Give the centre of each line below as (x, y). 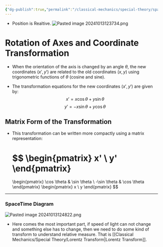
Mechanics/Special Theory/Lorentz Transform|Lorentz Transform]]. (79, 239)
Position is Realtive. (32, 23)
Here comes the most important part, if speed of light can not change (81, 224)
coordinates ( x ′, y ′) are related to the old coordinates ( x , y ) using (76, 72)
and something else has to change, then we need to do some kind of (81, 229)
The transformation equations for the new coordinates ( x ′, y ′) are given (82, 86)
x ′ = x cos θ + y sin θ (85, 99)
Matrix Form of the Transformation (58, 122)
